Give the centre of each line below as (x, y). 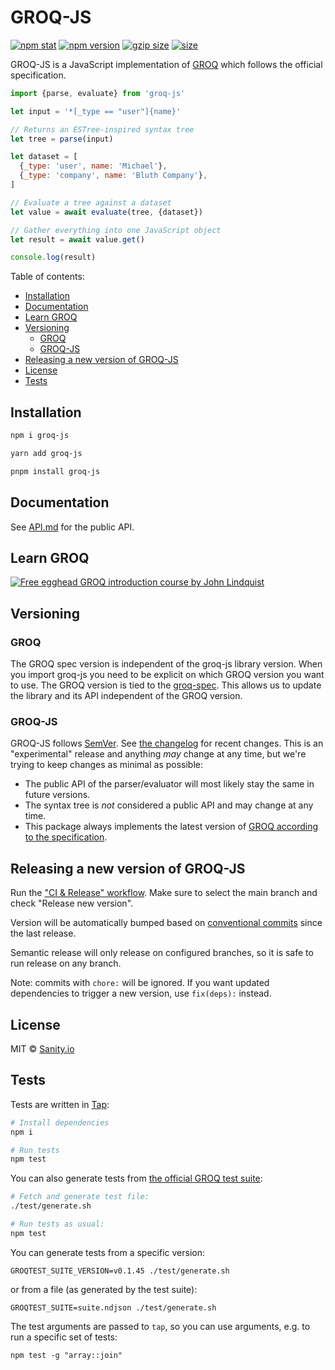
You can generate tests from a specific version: (108, 1252)
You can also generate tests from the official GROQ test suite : (136, 1178)
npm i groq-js (40, 436)
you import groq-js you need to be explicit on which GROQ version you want (167, 675)
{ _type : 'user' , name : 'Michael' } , (93, 166)
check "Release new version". (72, 903)
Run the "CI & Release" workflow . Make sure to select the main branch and (164, 893)
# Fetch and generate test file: (80, 1197)
